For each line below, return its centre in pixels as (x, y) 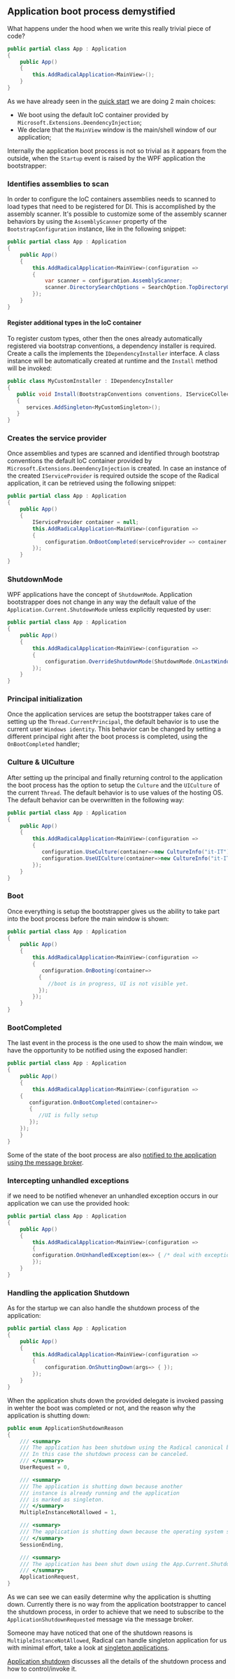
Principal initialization (45, 699)
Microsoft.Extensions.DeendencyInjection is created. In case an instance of (117, 468)
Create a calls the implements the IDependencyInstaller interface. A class (114, 353)
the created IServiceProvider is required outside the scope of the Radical (113, 476)
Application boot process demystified (92, 12)
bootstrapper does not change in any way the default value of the (102, 602)
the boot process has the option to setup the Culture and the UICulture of (114, 785)
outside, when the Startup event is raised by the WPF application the (106, 158)
